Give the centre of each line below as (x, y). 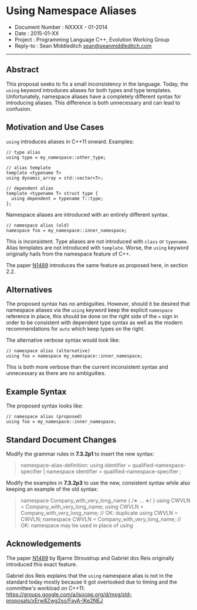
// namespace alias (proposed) (44, 417)
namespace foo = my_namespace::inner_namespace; (67, 230)
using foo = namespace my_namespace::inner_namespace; (74, 356)
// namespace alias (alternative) (48, 351)
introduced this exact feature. (42, 564)
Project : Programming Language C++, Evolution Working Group (92, 39)
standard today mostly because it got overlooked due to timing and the (92, 582)
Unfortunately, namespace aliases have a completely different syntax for (94, 96)
